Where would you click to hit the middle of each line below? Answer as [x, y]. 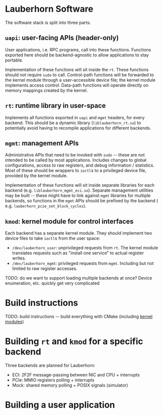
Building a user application [60, 405]
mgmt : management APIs [42, 143]
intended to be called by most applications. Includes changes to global [76, 160]
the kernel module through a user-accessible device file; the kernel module [80, 80]
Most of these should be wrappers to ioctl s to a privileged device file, [76, 171]
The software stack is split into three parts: [48, 22]
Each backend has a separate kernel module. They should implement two [79, 233]
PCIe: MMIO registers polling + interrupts [53, 380]
